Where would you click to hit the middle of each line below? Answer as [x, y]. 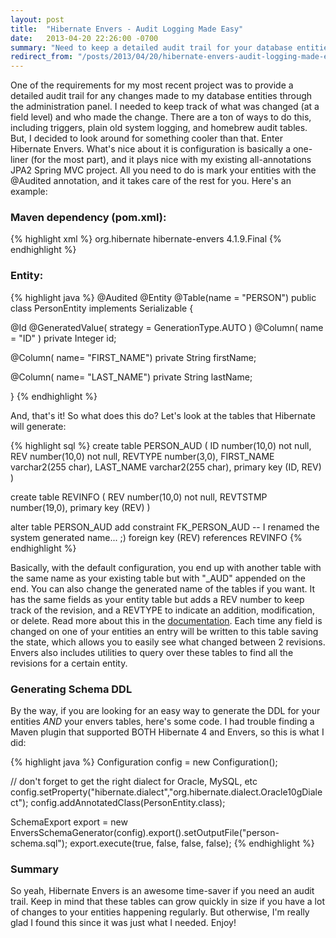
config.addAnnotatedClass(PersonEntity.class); [128, 803]
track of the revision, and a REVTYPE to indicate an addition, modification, [162, 610]
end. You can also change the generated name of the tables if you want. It [163, 588]
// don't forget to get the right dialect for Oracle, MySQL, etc [134, 782]
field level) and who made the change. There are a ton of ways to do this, [161, 117]
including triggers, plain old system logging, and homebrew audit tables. [159, 128]
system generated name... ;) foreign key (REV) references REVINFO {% [156, 537]
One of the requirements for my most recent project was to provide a [152, 85]
